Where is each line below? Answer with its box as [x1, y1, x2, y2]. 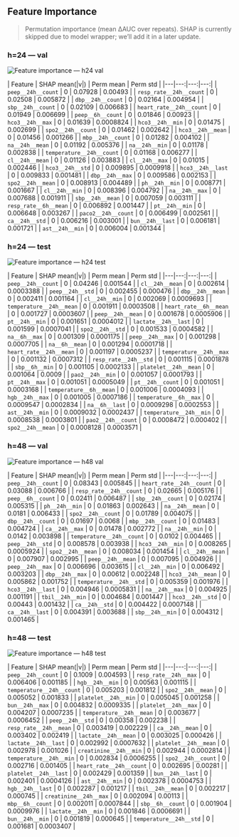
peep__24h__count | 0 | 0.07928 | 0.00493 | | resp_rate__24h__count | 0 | [7, 88, 218, 96]
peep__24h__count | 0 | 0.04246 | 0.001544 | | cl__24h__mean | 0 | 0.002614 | [7, 279, 229, 288]
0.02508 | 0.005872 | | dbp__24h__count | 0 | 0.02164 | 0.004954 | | [7, 96, 204, 104]
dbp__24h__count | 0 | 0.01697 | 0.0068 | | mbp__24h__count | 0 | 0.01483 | [7, 516, 220, 525]
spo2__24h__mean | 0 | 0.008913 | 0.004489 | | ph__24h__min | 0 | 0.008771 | [7, 178, 226, 188]
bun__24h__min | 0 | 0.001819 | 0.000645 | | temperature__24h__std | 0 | [7, 814, 215, 823]
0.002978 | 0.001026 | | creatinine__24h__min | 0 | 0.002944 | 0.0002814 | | [7, 746, 230, 754]
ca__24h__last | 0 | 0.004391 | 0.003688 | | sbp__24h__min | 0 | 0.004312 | [7, 607, 223, 616]
